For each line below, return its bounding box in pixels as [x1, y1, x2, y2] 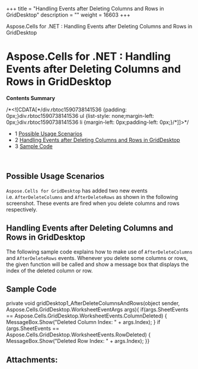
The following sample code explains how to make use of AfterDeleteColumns [6, 248, 193, 255]
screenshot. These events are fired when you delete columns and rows [6, 200, 180, 207]
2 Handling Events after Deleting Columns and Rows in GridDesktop [14, 136, 180, 143]
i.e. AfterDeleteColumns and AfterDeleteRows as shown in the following [6, 193, 178, 200]
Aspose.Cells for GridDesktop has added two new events [6, 187, 148, 194]
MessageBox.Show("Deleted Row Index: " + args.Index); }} [6, 338, 150, 345]
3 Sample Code [14, 142, 53, 150]
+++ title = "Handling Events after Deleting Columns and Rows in [6, 5, 164, 12]
